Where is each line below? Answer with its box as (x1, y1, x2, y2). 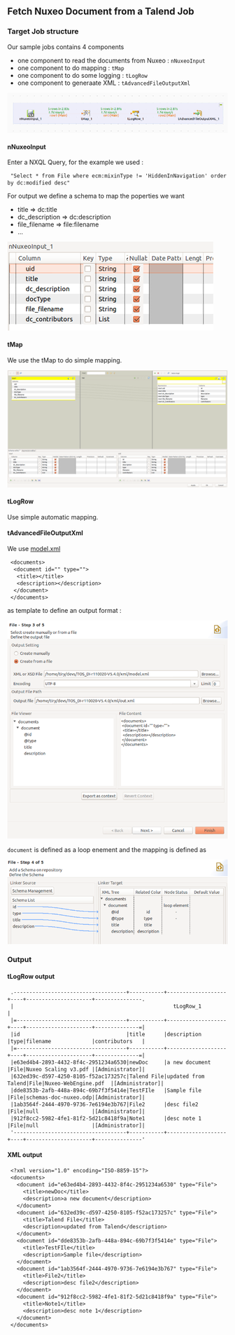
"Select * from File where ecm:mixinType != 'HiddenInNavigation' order (10, 172, 227, 179)
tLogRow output (7, 973, 55, 981)
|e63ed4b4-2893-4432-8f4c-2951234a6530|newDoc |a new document (10, 1059, 211, 1066)
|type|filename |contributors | (7, 1038, 145, 1045)
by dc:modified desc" (7, 179, 71, 187)
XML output (7, 1151, 43, 1159)
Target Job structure (7, 27, 79, 36)
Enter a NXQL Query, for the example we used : (7, 158, 144, 167)
